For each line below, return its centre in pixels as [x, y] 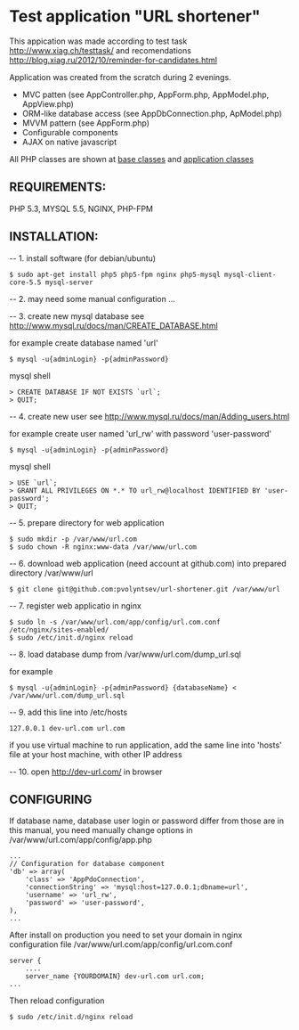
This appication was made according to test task [98, 41]
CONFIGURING [51, 799]
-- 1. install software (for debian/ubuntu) [83, 258]
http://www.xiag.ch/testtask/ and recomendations [100, 50]
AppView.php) [48, 103]
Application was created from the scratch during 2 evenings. [120, 77]
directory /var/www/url [51, 573]
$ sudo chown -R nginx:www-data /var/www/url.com [103, 547]
